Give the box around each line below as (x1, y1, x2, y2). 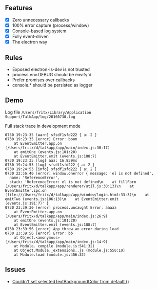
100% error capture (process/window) (12, 22, 89, 28)
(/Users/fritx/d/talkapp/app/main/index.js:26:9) (5, 214, 108, 219)
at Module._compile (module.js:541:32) (14, 244, 95, 248)
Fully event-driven (12, 34, 49, 39)
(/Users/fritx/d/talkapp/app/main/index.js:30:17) (5, 145, 110, 150)
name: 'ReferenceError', (9, 175, 60, 180)
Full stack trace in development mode (5, 123, 80, 129)
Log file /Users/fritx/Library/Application (5, 109, 91, 115)
